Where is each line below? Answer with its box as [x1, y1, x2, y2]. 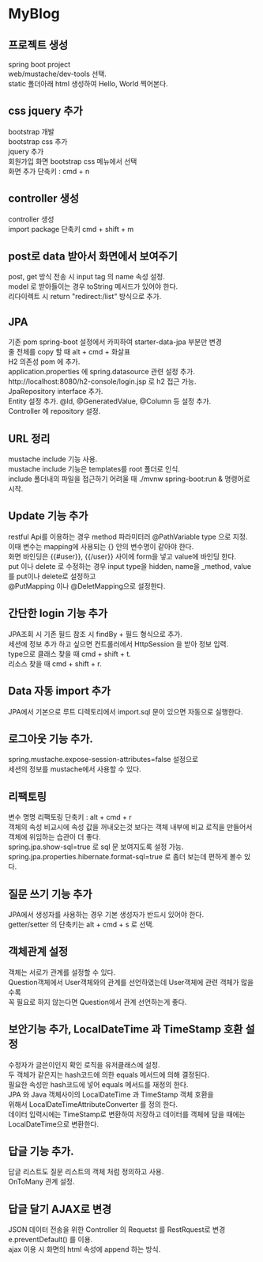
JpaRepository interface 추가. [8, 387, 103, 396]
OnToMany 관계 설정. [8, 1177, 75, 1187]
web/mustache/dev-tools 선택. [8, 69, 107, 78]
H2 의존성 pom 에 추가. [8, 357, 81, 366]
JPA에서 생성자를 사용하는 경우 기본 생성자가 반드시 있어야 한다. [8, 909, 204, 919]
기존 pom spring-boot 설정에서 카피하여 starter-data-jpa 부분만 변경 [8, 337, 223, 347]
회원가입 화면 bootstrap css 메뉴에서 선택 [8, 156, 137, 166]
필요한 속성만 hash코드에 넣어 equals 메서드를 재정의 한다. [8, 1079, 189, 1089]
